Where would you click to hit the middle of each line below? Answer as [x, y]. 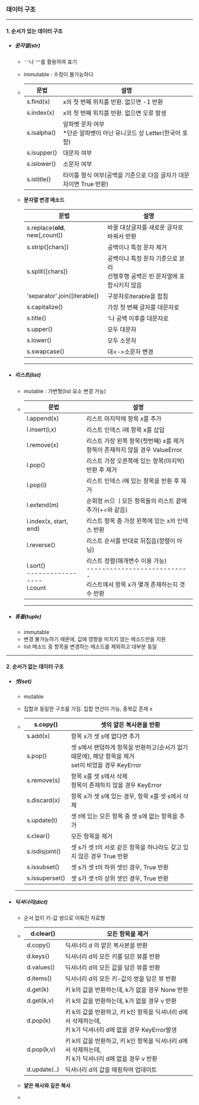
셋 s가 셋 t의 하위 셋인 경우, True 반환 [120, 868]
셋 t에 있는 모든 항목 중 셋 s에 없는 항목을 [124, 817]
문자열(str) [27, 46]
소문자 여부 [78, 164]
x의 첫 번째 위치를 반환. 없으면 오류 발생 [115, 113]
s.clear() [38, 836]
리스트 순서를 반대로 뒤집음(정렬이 [131, 541]
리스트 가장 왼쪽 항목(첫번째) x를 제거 [135, 441]
